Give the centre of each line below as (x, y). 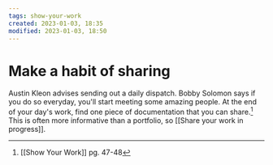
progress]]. (27, 129)
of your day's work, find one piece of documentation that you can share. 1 (131, 111)
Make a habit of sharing (89, 71)
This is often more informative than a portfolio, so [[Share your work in (126, 120)
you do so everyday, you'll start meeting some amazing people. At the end (133, 102)
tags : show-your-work (45, 16)
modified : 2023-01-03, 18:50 (58, 31)
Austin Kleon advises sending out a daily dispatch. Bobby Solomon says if (132, 93)
